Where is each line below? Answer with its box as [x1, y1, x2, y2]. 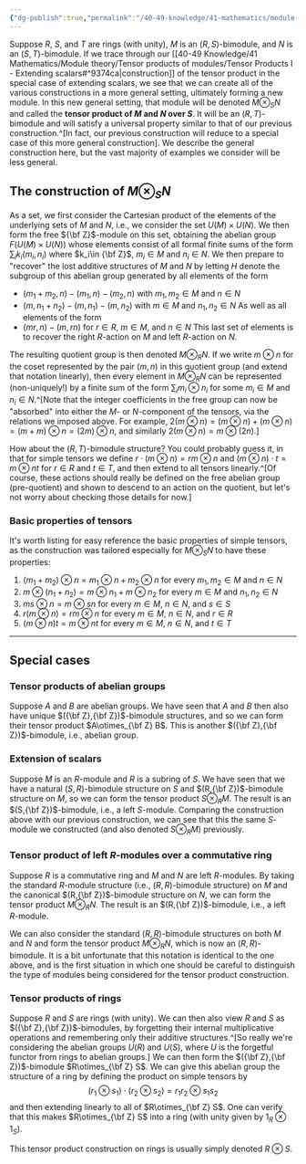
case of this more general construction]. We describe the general [9, 138, 255, 149]
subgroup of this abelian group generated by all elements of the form [9, 270, 269, 281]
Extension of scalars [9, 752, 102, 765]
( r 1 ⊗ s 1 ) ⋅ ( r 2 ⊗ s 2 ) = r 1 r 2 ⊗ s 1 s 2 [87, 1085, 219, 1098]
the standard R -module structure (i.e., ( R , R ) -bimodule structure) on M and [9, 879, 289, 890]
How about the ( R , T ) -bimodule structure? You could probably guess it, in [9, 444, 284, 454]
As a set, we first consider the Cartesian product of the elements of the [9, 210, 276, 221]
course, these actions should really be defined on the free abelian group [9, 472, 280, 483]
